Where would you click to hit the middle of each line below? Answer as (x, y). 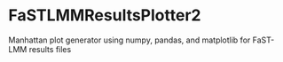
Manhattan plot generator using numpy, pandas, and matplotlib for (130, 40)
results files (50, 49)
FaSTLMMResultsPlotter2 (105, 15)
